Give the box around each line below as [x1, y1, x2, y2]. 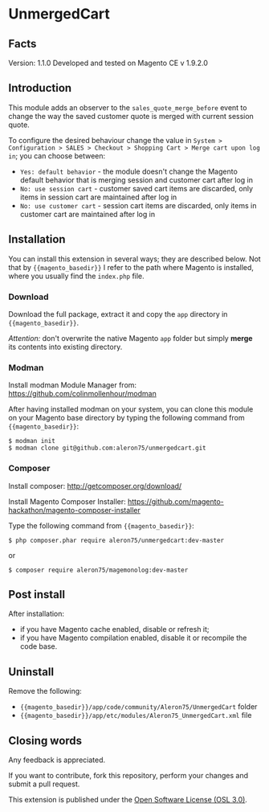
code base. [19, 642, 58, 651]
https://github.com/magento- [127, 496, 225, 506]
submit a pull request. [8, 779, 80, 789]
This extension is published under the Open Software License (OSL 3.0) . [8, 794, 247, 804]
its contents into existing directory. [8, 342, 123, 351]
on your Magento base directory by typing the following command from [8, 413, 245, 423]
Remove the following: [8, 687, 82, 696]
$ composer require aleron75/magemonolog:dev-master [8, 566, 189, 574]
